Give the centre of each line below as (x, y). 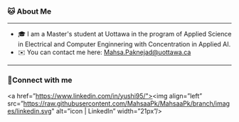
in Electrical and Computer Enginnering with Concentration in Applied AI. (124, 44)
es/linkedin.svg (30, 111)
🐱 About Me (30, 11)
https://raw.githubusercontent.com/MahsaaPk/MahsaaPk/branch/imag (126, 103)
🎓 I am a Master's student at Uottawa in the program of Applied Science (124, 34)
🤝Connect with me (40, 80)
